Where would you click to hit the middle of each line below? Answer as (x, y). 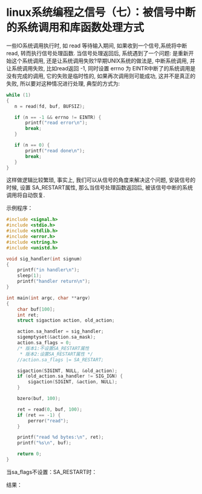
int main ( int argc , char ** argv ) (48, 298)
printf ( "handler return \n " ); (54, 282)
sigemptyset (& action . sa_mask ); (57, 337)
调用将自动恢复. (26, 195)
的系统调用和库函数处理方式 (75, 28)
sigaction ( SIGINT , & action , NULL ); (73, 382)
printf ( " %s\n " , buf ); (44, 443)
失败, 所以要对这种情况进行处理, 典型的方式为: (63, 83)
